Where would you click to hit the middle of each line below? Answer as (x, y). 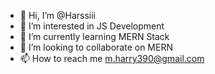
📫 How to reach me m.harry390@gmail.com (112, 58)
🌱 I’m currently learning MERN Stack (94, 36)
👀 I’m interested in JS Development (92, 26)
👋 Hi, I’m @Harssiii (58, 15)
